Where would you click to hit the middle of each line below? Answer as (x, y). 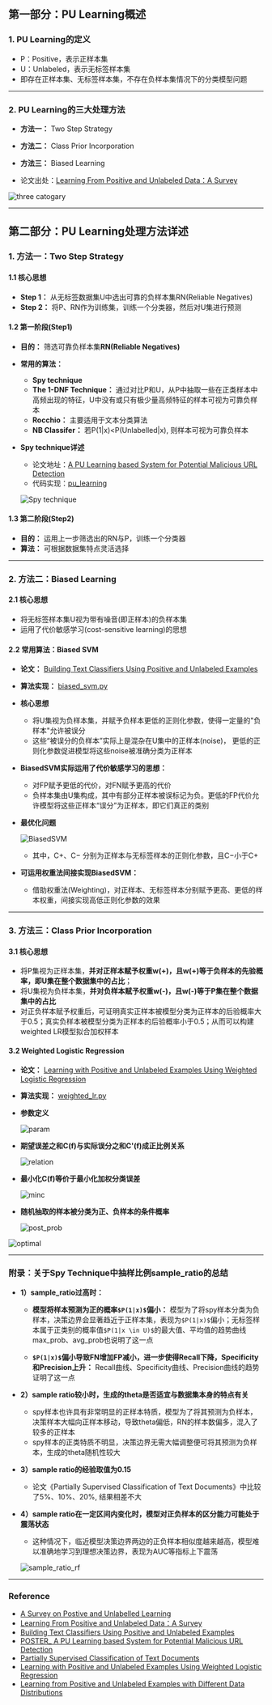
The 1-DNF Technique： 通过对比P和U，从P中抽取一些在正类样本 (141, 389)
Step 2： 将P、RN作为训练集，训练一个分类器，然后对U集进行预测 (131, 307)
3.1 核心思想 (28, 951)
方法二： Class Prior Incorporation (77, 146)
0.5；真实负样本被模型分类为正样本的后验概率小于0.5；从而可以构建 (141, 1021)
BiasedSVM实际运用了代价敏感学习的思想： (93, 768)
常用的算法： (41, 363)
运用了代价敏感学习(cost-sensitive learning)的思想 (104, 630)
